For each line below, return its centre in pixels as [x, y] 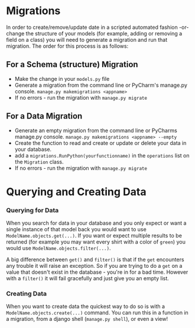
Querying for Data [32, 210]
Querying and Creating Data [76, 191]
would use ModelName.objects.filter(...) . [58, 248]
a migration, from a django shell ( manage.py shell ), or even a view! [87, 319]
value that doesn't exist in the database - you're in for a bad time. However [97, 272]
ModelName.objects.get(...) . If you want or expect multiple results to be [94, 236]
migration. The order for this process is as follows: [67, 46]
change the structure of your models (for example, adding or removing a [94, 33]
